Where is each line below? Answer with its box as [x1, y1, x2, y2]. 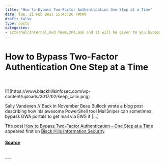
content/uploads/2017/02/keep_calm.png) [5, 93, 90, 99]
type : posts [5, 21, 29, 26]
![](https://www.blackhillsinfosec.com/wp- [5, 88, 91, 94]
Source [5, 139, 21, 145]
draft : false [5, 16, 32, 21]
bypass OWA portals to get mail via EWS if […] [5, 113, 99, 119]
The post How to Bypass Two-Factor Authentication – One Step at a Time [5, 123, 154, 129]
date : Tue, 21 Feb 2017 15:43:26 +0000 [5, 12, 87, 17]
